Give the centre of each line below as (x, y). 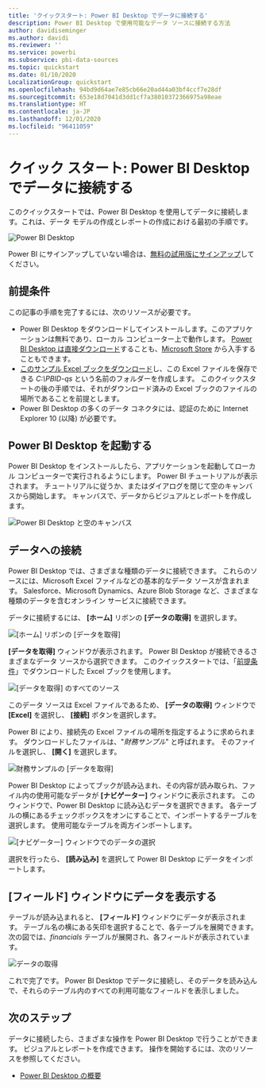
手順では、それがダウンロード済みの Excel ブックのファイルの (156, 388)
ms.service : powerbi (42, 52)
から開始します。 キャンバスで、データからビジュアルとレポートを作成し (133, 496)
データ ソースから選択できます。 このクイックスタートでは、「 (136, 661)
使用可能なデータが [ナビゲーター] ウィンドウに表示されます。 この (145, 796)
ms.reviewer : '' (35, 45)
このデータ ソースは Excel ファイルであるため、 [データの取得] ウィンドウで (132, 705)
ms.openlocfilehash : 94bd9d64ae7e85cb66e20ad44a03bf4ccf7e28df (115, 89)
